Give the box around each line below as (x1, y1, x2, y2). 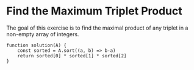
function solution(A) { (6, 42, 67, 48)
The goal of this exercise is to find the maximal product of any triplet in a (6, 24, 189, 31)
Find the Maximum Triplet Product (6, 4, 183, 18)
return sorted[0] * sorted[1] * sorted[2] (17, 52, 127, 59)
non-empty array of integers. (6, 30, 79, 37)
